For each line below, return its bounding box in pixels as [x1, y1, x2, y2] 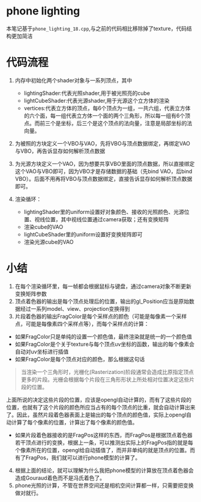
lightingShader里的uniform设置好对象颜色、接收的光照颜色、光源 [23, 208, 185, 215]
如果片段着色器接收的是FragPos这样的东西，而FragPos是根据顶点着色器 [14, 431, 193, 438]
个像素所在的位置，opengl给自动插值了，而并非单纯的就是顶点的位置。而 [14, 446, 196, 453]
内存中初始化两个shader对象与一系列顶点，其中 [14, 76, 133, 84]
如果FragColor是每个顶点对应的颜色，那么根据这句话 [14, 355, 145, 363]
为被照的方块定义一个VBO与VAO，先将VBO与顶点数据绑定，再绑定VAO [14, 139, 191, 147]
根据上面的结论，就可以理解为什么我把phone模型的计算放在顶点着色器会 [14, 467, 194, 474]
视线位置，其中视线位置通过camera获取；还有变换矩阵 [34, 215, 169, 223]
